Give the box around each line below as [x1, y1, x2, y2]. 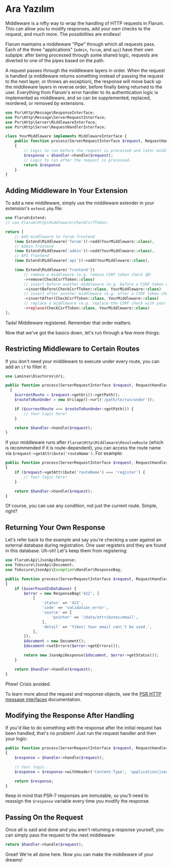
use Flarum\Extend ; [5, 215, 47, 221]
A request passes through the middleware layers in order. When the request [5, 67, 165, 74]
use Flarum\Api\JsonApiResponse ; [5, 557, 77, 563]
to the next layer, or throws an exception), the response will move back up [5, 78, 161, 84]
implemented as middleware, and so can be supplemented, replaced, [5, 95, 151, 101]
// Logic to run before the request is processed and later [24, 148, 155, 153]
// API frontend [14, 253, 50, 259]
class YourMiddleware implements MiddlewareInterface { [5, 134, 127, 139]
